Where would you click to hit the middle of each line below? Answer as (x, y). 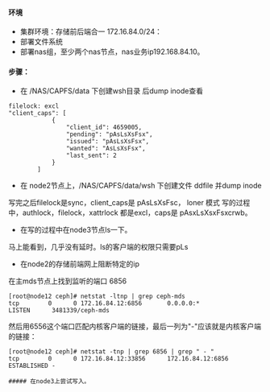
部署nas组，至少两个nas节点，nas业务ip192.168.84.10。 (112, 52)
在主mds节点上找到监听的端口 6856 (68, 281)
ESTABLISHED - (32, 366)
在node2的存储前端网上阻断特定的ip (79, 264)
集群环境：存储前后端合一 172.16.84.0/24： (91, 31)
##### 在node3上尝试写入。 (49, 382)
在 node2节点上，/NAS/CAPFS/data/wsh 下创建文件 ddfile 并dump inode (141, 186)
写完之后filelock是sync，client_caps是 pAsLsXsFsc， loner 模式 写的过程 (129, 203)
